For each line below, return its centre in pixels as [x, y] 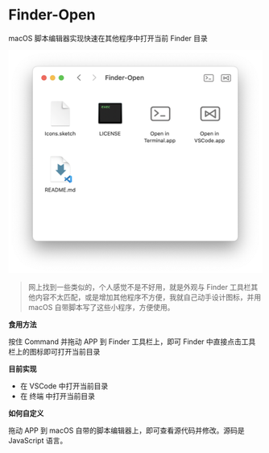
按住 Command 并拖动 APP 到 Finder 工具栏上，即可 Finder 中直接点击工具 [132, 342]
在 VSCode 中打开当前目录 [64, 386]
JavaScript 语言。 [38, 441]
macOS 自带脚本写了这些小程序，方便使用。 [101, 308]
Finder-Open [52, 15]
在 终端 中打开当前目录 [57, 396]
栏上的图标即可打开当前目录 [54, 352]
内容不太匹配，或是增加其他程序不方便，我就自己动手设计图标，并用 [148, 297]
